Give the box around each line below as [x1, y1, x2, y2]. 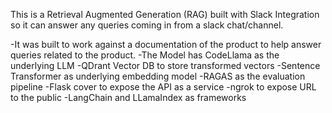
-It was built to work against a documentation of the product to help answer [10, 39, 322, 50]
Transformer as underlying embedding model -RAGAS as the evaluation [10, 70, 306, 82]
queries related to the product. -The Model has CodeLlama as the [10, 49, 280, 61]
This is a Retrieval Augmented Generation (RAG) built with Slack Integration [10, 9, 320, 20]
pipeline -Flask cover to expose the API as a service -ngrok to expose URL [10, 81, 317, 93]
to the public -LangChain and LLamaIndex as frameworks [10, 92, 247, 103]
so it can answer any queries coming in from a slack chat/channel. [10, 19, 284, 31]
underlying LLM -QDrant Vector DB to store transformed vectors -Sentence [10, 60, 321, 71]
